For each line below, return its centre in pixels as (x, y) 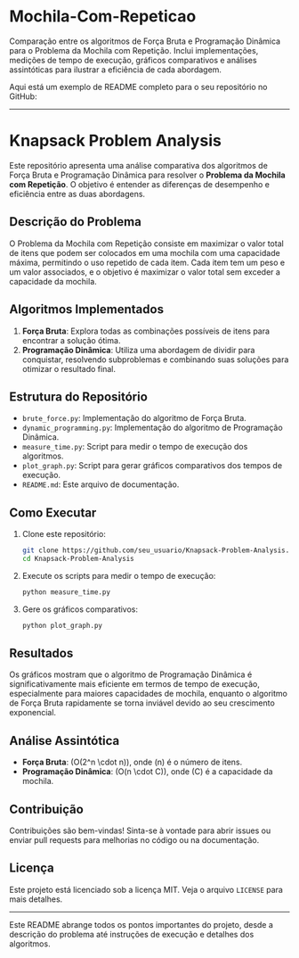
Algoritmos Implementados (87, 310)
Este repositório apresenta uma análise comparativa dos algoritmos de (139, 165)
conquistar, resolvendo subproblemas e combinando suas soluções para (155, 359)
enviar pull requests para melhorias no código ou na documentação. (134, 840)
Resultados (41, 653)
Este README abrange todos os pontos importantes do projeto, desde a (141, 924)
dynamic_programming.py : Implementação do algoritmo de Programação (152, 428)
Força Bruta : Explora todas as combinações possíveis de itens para (145, 331)
